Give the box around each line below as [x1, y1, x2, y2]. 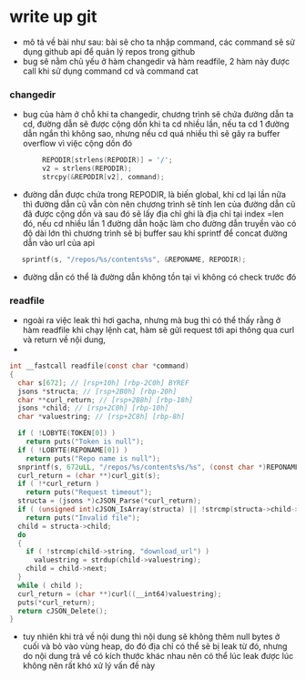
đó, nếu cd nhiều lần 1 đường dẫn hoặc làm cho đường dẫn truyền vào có [22, 218, 297, 228]
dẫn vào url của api [22, 237, 96, 248]
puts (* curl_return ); [17, 598, 96, 607]
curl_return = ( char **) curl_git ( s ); [17, 471, 161, 480]
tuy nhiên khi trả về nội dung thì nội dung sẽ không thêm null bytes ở [22, 631, 280, 643]
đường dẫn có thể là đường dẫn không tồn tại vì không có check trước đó [22, 271, 297, 282]
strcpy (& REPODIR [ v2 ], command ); [42, 172, 166, 181]
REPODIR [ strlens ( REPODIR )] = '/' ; [42, 156, 173, 165]
